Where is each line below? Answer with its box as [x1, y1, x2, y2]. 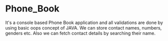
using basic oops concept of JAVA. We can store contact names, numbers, [5, 24, 162, 30]
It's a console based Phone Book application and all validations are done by [5, 19, 163, 25]
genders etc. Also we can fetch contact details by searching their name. [5, 30, 156, 36]
